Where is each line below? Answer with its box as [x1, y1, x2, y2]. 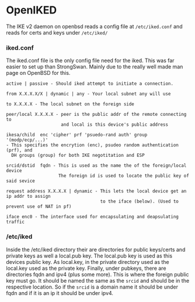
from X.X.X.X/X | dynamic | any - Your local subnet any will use [6, 91, 171, 97]
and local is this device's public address [61, 122, 168, 128]
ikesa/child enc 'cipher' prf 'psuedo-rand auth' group [6, 132, 148, 138]
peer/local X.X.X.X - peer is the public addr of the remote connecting [6, 112, 187, 118]
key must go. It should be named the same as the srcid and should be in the [6, 277, 190, 284]
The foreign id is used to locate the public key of [58, 173, 190, 179]
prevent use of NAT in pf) [6, 204, 72, 210]
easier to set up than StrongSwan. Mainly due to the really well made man [6, 63, 183, 70]
